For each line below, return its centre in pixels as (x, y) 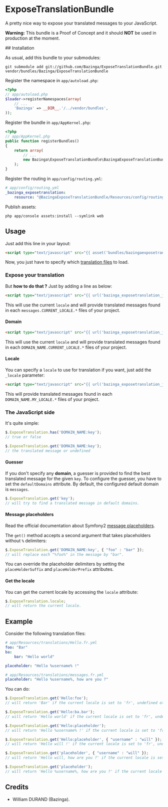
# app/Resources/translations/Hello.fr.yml (51, 643)
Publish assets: (21, 207)
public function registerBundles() (42, 141)
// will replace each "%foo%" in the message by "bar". (64, 554)
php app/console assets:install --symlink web (54, 216)
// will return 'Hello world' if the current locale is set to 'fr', (79, 716)
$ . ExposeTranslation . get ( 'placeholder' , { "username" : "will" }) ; (77, 753)
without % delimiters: (26, 541)
